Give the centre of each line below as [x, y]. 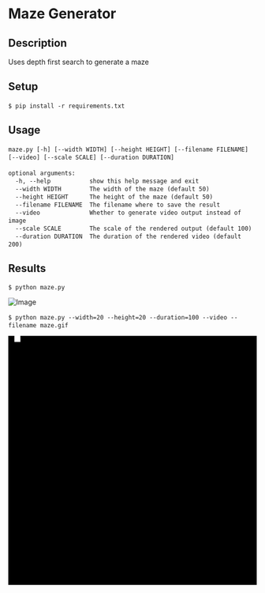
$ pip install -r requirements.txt [67, 106]
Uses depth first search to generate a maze [79, 62]
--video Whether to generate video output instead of [129, 213]
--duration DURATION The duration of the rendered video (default [129, 236]
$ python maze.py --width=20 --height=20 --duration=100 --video [118, 318]
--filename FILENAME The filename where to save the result [118, 205]
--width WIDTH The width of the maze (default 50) [113, 189]
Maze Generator [62, 14]
